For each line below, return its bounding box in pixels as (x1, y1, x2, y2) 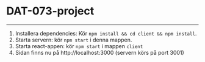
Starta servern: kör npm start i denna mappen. (15, 36, 132, 43)
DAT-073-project (6, 4, 95, 18)
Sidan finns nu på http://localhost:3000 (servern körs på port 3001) (15, 49, 184, 56)
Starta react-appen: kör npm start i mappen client (15, 42, 143, 49)
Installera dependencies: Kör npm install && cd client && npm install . (15, 29, 197, 37)
